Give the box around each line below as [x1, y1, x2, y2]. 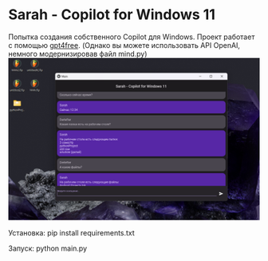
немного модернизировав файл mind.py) [8, 49, 148, 58]
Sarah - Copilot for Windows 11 [8, 6, 215, 24]
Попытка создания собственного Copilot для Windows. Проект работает [8, 32, 255, 42]
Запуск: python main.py [8, 243, 88, 253]
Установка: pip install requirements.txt [8, 228, 136, 238]
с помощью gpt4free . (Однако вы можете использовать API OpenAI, [8, 40, 241, 49]
